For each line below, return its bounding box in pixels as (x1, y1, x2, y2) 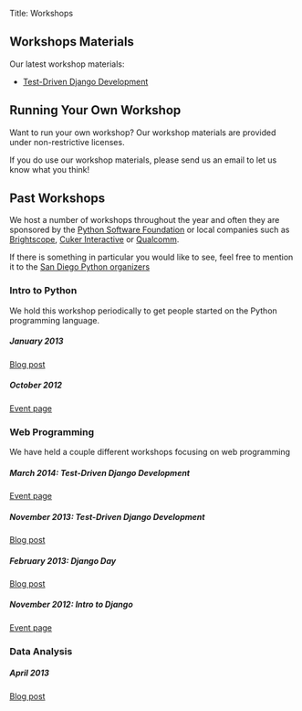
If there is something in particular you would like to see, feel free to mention (9, 251, 294, 263)
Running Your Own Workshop (9, 102, 182, 118)
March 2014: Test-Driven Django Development (9, 467, 190, 478)
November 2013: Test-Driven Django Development (9, 511, 205, 522)
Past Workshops (9, 191, 106, 207)
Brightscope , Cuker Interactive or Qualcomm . (9, 234, 180, 245)
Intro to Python (9, 284, 78, 297)
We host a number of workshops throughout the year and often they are (9, 215, 280, 226)
